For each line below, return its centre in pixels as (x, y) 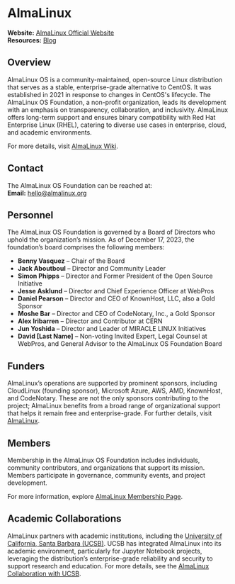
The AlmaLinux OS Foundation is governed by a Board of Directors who (111, 232)
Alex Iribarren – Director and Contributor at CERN (90, 321)
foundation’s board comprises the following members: (86, 247)
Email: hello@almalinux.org (47, 193)
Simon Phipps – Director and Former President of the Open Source (115, 276)
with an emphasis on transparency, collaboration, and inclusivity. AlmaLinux (118, 109)
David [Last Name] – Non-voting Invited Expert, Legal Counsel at (112, 336)
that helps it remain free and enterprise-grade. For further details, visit (110, 413)
